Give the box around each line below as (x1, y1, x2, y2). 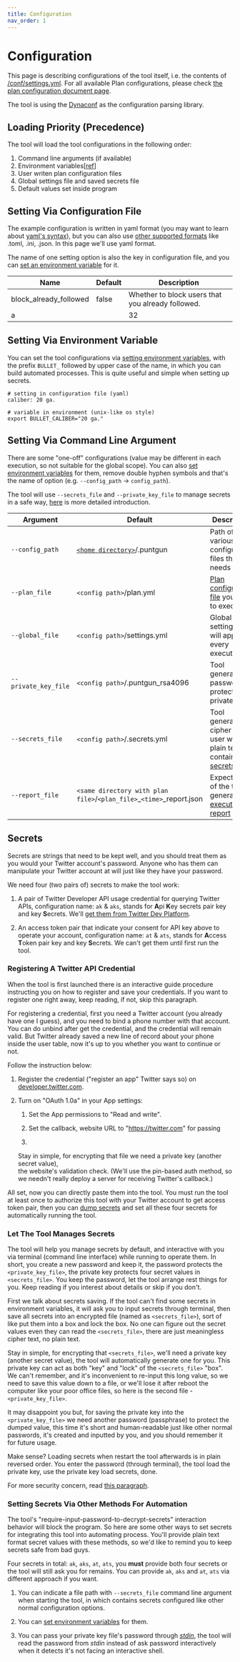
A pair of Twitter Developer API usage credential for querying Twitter (17, 894, 220, 902)
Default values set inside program (17, 184, 118, 193)
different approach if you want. (7, 1575, 99, 1583)
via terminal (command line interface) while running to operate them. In (7, 1253, 216, 1261)
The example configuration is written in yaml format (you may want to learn (7, 224, 229, 233)
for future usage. (7, 1438, 57, 1447)
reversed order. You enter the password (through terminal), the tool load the (7, 1460, 231, 1468)
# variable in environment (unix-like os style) (7, 409, 155, 416)
